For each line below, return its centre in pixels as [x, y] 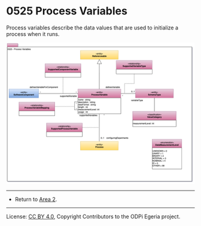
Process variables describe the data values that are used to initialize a [92, 28]
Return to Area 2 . [36, 199]
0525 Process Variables [67, 11]
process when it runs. [33, 34]
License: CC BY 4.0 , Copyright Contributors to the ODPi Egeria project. [93, 216]
